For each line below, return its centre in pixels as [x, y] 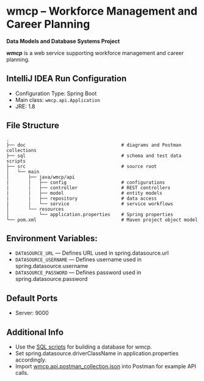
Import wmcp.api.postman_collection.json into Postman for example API [106, 366]
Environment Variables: [52, 238]
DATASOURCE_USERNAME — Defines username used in [78, 259]
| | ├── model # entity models [85, 193]
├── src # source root [82, 166]
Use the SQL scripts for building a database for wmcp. [84, 347]
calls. [22, 373]
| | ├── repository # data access [82, 198]
